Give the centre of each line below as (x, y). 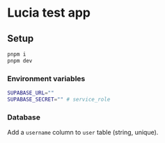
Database (24, 117)
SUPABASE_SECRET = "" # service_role (59, 99)
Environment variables (46, 78)
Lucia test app (49, 13)
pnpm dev (20, 60)
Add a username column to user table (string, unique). (83, 133)
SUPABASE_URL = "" (31, 93)
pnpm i (17, 54)
